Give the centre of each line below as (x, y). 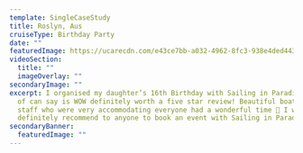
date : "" (26, 43)
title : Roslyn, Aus (46, 26)
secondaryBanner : (42, 127)
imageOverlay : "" (50, 76)
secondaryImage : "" (46, 85)
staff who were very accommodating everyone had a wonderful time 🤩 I (153, 110)
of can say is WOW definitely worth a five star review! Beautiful (147, 101)
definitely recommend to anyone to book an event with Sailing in (145, 118)
